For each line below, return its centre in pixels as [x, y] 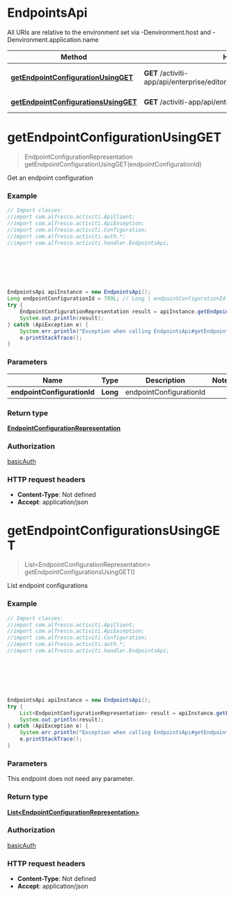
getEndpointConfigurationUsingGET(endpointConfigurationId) [113, 164]
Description [165, 380]
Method [74, 57]
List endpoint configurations [48, 586]
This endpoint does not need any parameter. [71, 779]
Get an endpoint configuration [50, 178]
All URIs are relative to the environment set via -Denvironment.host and [109, 32]
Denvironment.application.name [53, 39]
